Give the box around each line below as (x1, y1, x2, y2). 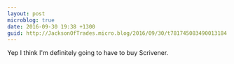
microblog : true (7, 17, 55, 24)
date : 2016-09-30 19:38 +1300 (7, 23, 96, 30)
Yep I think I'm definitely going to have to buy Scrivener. (7, 49, 169, 57)
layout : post (7, 10, 46, 17)
